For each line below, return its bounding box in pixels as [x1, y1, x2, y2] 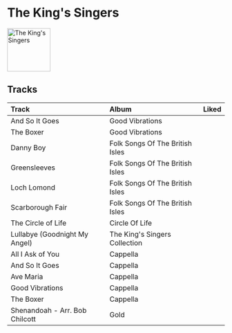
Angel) [10, 237, 32, 247]
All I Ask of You [10, 249, 60, 259]
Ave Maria [10, 271, 43, 281]
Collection [109, 237, 143, 247]
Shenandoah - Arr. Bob [10, 305, 87, 315]
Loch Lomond [10, 182, 56, 192]
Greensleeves [10, 163, 55, 172]
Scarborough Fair [10, 202, 68, 212]
